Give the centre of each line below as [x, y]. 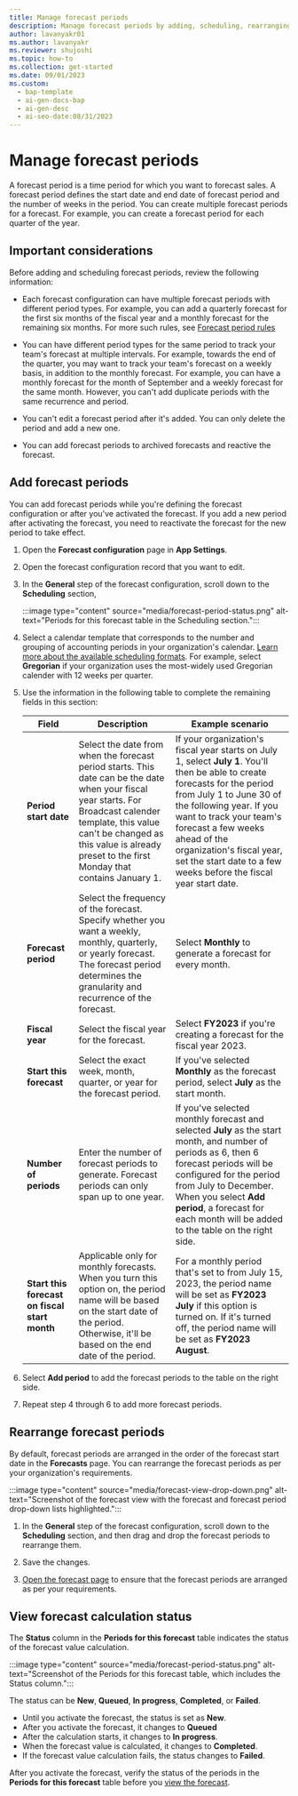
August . [192, 1350]
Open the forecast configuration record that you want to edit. [133, 566]
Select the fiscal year [122, 1029]
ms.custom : [29, 84]
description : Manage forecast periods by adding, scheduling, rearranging [150, 26]
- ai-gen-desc [43, 108]
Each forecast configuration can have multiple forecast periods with [146, 299]
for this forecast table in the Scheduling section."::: [167, 620]
